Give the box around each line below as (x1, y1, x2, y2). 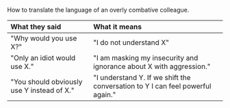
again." (93, 90, 116, 99)
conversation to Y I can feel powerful (93, 81, 212, 91)
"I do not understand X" (93, 38, 170, 47)
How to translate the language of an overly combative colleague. (7, 6, 190, 14)
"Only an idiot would (10, 53, 76, 62)
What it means (93, 22, 142, 31)
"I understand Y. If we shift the (93, 73, 191, 82)
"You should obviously (10, 77, 83, 86)
